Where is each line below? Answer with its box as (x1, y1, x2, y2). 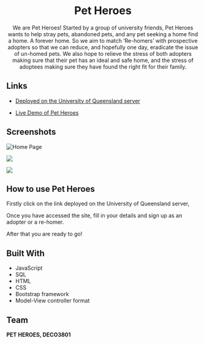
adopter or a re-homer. (6, 218, 64, 226)
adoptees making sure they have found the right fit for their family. (19, 63, 187, 71)
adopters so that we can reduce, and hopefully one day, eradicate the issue (7, 44, 198, 51)
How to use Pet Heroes (6, 183, 95, 194)
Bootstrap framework (15, 291, 69, 298)
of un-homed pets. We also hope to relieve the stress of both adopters (14, 50, 192, 57)
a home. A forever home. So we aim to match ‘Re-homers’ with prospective (8, 37, 198, 44)
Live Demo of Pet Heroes (15, 109, 79, 117)
